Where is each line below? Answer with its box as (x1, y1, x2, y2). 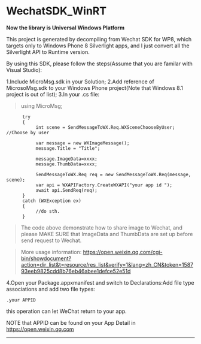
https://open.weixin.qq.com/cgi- (83, 248, 163, 255)
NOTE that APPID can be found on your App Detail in (6, 319, 136, 326)
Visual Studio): (6, 66, 42, 73)
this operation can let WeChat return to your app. (6, 307, 127, 315)
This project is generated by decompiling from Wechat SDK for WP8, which (6, 35, 192, 43)
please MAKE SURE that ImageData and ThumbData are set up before (20, 230, 193, 237)
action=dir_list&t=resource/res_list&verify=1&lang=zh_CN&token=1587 (20, 261, 194, 268)
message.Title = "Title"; (35, 145, 100, 151)
